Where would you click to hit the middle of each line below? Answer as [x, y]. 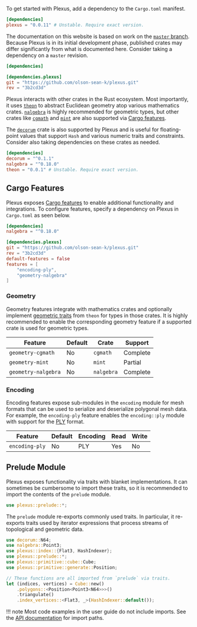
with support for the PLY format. [45, 422]
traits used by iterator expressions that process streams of [97, 522]
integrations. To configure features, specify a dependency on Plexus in [93, 209]
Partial [132, 362]
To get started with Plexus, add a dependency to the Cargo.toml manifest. [96, 9]
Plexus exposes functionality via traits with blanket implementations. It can [97, 482]
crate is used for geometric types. [47, 328]
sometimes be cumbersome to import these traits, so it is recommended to [97, 488]
